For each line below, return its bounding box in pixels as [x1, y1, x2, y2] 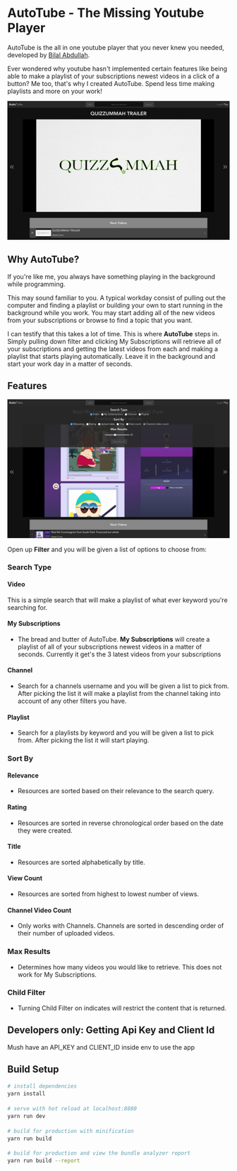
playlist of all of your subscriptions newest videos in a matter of [17, 642, 202, 651]
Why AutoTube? [7, 254, 80, 266]
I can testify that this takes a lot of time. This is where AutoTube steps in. [7, 329, 220, 338]
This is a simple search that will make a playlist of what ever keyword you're [7, 596, 228, 604]
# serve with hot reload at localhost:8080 [7, 1105, 138, 1112]
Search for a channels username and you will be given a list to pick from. [17, 682, 229, 690]
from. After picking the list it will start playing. [17, 736, 150, 744]
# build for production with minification [7, 1127, 134, 1134]
